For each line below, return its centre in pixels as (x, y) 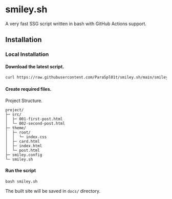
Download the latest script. (35, 66)
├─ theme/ (16, 128)
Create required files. (28, 89)
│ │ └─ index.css (26, 137)
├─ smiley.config (24, 155)
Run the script (21, 171)
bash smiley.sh (21, 181)
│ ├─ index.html (24, 146)
